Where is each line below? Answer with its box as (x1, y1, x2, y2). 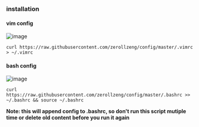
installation (6, 5, 40, 13)
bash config (6, 62, 37, 69)
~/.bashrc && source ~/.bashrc (6, 97, 84, 103)
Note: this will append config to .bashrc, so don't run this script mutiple (6, 108, 186, 115)
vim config (6, 20, 34, 27)
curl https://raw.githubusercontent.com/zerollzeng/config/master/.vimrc (6, 44, 194, 51)
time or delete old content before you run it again (6, 114, 130, 121)
